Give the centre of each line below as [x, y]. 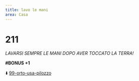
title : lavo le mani [27, 10]
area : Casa [17, 15]
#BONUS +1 [18, 63]
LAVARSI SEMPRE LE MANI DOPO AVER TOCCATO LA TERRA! [69, 53]
